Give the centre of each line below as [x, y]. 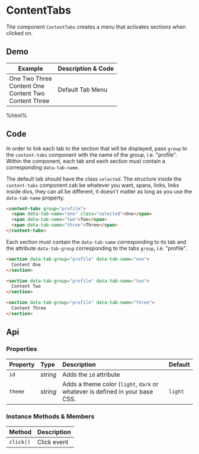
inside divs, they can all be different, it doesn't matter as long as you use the [99, 191]
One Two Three [31, 78]
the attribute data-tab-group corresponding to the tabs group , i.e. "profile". [97, 248]
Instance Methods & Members [50, 417]
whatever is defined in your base [107, 391]
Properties [22, 349]
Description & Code [86, 68]
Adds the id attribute [91, 374]
